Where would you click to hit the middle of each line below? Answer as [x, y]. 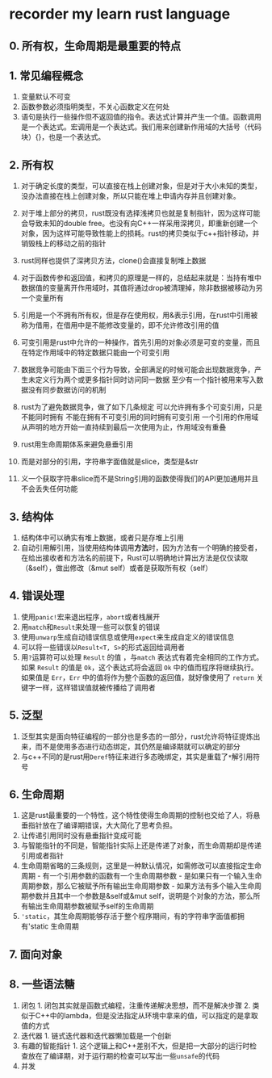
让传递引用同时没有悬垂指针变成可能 [81, 836]
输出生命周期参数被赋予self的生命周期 [91, 906]
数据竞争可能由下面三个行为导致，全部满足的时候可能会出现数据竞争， [138, 370]
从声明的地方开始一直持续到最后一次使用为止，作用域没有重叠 [123, 427]
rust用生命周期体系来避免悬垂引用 [77, 444]
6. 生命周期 [37, 795]
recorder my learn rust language [120, 14]
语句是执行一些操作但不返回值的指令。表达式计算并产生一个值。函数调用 [141, 117]
